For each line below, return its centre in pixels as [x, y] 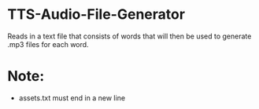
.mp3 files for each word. [48, 44]
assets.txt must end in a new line [72, 98]
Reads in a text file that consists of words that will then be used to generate [129, 36]
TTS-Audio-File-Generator [96, 15]
